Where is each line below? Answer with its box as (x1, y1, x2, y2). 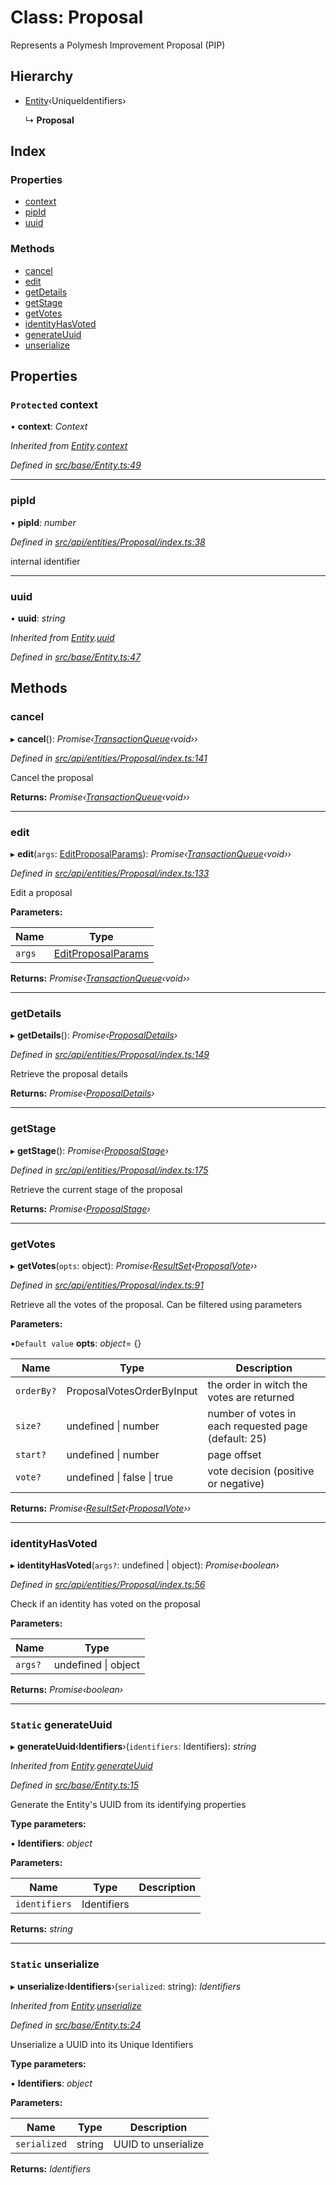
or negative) (207, 1476, 265, 1490)
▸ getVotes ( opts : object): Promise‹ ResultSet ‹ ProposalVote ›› (10, 1259, 258, 1271)
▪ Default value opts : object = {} (10, 1337, 142, 1349)
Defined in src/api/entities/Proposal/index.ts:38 (10, 536, 206, 548)
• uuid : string (10, 612, 66, 625)
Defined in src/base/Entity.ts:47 (10, 651, 142, 663)
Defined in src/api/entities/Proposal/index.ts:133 (10, 867, 210, 879)
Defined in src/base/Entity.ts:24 (10, 2019, 142, 2031)
